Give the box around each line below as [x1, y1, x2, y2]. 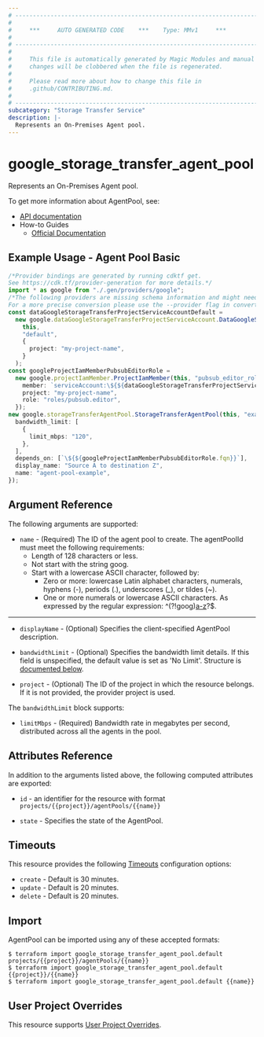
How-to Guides [19, 219, 69, 229]
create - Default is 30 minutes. [19, 874, 119, 884]
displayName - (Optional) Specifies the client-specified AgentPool [19, 623, 230, 633]
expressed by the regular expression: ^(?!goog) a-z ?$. [42, 601, 217, 610]
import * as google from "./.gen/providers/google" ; [8, 286, 185, 295]
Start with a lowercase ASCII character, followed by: [31, 568, 200, 577]
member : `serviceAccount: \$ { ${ [22, 381, 125, 389]
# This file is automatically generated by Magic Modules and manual [8, 56, 255, 64]
